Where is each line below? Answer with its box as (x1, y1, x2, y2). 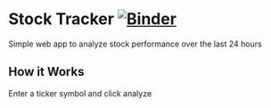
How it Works (8, 64, 85, 79)
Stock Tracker (8, 9, 115, 29)
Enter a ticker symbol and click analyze (8, 87, 152, 98)
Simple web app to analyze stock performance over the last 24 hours (8, 38, 262, 49)
